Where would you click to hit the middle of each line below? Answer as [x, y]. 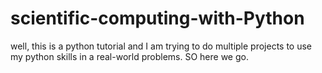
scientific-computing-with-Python [157, 18]
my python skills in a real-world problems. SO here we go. [129, 56]
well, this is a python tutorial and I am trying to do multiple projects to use [161, 46]
